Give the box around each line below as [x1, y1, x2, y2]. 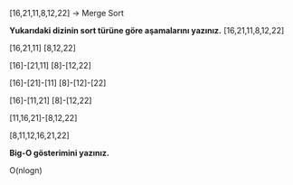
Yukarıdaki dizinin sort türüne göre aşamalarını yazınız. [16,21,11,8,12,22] [9, 25, 285, 35]
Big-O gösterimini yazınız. [9, 148, 110, 158]
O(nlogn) [9, 165, 43, 175]
